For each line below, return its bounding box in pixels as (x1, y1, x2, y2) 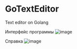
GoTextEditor (5, 3, 59, 15)
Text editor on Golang (5, 19, 49, 25)
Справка (5, 38, 23, 44)
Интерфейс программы (5, 29, 54, 34)
